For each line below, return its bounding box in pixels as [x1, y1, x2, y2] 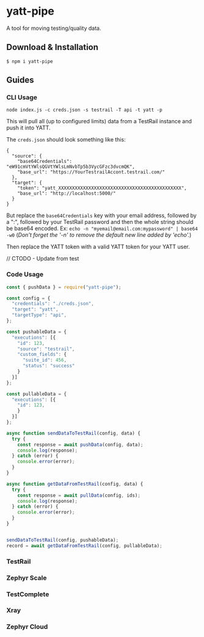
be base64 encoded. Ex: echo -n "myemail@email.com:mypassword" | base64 [6, 225, 199, 232]
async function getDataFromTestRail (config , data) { [6, 481, 144, 487]
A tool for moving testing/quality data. [6, 24, 101, 32]
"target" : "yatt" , [12, 306, 59, 312]
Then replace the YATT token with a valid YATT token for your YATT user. [6, 243, 191, 251]
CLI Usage [6, 93, 38, 102]
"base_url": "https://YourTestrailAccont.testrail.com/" [17, 169, 166, 175]
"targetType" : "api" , [12, 312, 67, 318]
